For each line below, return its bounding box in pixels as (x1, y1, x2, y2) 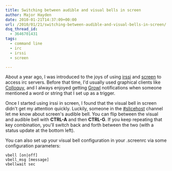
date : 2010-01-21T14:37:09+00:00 (5, 17, 77, 22)
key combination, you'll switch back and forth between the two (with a (5, 122, 154, 128)
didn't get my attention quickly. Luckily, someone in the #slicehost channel (5, 106, 163, 112)
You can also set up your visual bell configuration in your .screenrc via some (5, 137, 167, 144)
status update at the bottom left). (5, 127, 75, 134)
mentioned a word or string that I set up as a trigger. (5, 90, 116, 97)
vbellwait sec (5, 162, 36, 167)
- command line (10, 41, 43, 46)
